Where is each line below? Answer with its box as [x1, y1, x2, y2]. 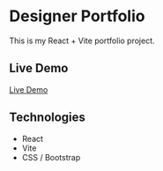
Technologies [9, 110, 86, 125]
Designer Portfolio [9, 6, 145, 26]
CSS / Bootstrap [21, 152, 81, 162]
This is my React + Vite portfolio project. [9, 35, 156, 46]
